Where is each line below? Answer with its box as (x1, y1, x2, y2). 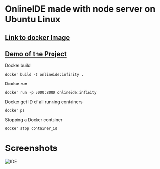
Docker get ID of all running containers (5, 99, 83, 105)
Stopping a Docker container (5, 117, 63, 123)
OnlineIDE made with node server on (5, 3, 156, 15)
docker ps (5, 108, 25, 113)
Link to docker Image (5, 33, 70, 42)
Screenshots (5, 143, 58, 153)
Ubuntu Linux (5, 14, 61, 25)
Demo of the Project (5, 50, 67, 58)
